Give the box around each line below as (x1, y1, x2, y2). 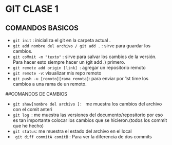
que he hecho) (12, 123, 44, 129)
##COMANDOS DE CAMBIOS (5, 91, 68, 97)
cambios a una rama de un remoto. (12, 81, 87, 87)
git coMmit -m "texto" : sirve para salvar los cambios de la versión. (12, 53, 157, 60)
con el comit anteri (12, 106, 52, 112)
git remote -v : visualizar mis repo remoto (12, 70, 102, 76)
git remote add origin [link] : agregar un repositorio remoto (12, 65, 146, 70)
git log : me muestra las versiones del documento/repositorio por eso (12, 112, 163, 118)
